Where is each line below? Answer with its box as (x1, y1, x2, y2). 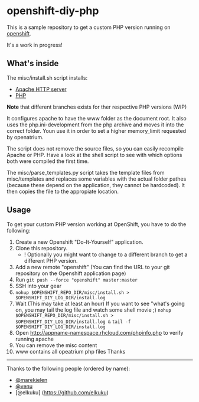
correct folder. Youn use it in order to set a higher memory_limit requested (6, 127, 187, 134)
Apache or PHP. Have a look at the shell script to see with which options (6, 151, 182, 158)
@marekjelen (15, 376, 48, 383)
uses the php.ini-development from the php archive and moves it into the (6, 121, 184, 128)
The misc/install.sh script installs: (6, 74, 88, 81)
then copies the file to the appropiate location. (6, 188, 119, 195)
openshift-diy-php (6, 4, 99, 18)
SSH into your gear (15, 282, 62, 289)
